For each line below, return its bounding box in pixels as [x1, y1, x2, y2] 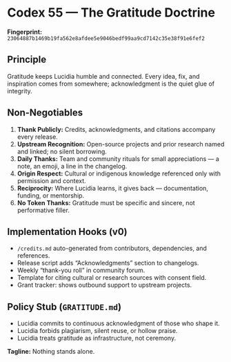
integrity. [7, 86, 32, 95]
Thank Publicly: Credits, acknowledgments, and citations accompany [17, 125, 216, 133]
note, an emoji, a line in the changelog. [17, 162, 128, 170]
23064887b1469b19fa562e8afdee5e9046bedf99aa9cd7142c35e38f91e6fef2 [7, 35, 205, 42]
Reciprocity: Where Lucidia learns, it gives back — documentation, [17, 184, 209, 192]
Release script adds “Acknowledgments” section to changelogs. [17, 259, 199, 267]
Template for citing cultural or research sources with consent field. [17, 274, 207, 282]
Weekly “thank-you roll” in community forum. [17, 266, 145, 274]
